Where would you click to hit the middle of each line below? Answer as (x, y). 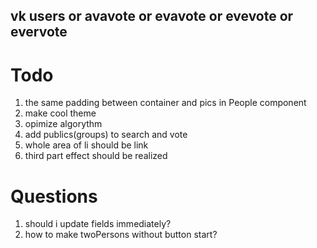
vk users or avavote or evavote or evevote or (152, 16)
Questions (54, 196)
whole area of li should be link (86, 145)
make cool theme (60, 113)
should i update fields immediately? (98, 224)
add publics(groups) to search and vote (106, 135)
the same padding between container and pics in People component (165, 103)
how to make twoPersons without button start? (121, 235)
